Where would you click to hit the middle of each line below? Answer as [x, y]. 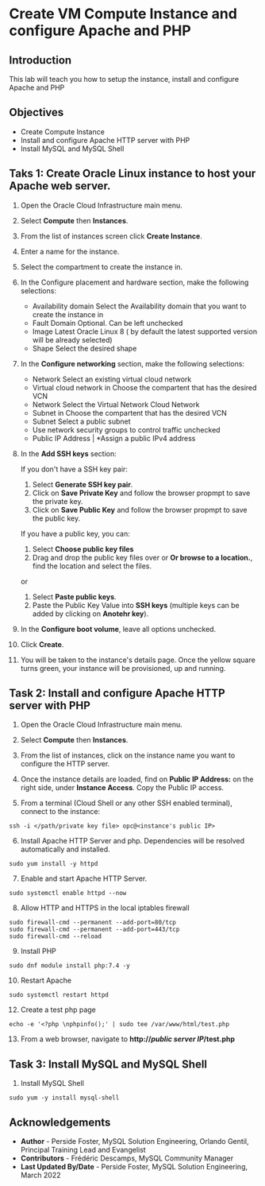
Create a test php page [58, 1010]
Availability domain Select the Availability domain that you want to [139, 306]
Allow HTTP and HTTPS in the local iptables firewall [105, 908]
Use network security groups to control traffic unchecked [126, 429]
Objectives [36, 112]
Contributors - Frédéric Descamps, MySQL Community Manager [127, 1158]
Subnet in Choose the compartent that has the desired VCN [129, 413]
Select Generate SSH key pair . [83, 484]
